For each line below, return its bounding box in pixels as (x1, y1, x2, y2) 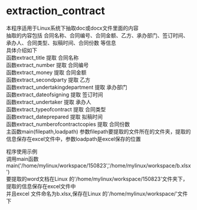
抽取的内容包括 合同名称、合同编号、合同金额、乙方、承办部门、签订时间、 (6, 31, 189, 39)
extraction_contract (6, 4, 105, 18)
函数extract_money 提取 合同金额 (6, 69, 87, 76)
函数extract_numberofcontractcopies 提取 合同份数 (6, 120, 130, 128)
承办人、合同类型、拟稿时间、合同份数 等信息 (6, 39, 116, 46)
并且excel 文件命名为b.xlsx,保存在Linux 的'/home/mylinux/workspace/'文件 (6, 190, 188, 197)
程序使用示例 (6, 148, 37, 155)
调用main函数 (6, 155, 39, 162)
